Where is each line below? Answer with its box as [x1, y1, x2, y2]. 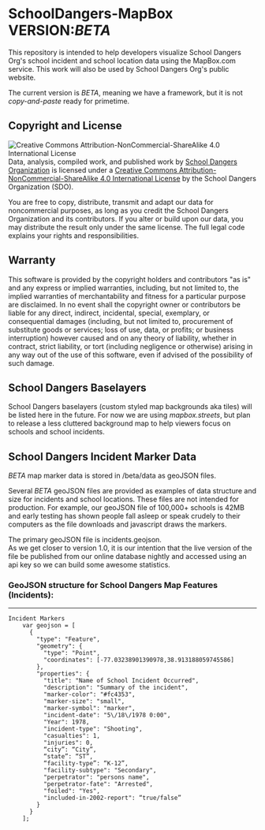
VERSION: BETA [8, 21, 111, 39]
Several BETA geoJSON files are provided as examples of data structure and [8, 486, 257, 496]
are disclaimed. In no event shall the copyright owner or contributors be [8, 300, 241, 309]
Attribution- [178, 165, 217, 174]
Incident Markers [8, 615, 65, 623]
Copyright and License [8, 119, 122, 132]
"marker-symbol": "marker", [43, 705, 136, 713]
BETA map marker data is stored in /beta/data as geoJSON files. [8, 471, 217, 481]
